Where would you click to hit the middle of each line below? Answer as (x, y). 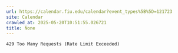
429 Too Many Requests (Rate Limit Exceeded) (63, 44)
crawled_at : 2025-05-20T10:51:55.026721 (57, 22)
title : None (21, 28)
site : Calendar (25, 17)
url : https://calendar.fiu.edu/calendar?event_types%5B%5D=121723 (89, 11)
